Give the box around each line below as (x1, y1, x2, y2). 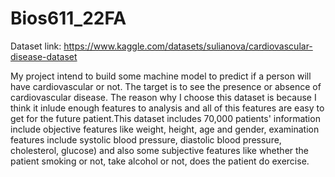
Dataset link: (10, 40, 62, 52)
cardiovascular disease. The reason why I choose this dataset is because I (10, 91, 317, 103)
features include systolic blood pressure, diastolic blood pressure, (10, 133, 282, 146)
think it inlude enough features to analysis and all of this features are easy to (10, 102, 325, 114)
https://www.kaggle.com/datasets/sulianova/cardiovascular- (63, 40, 313, 52)
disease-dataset (10, 50, 78, 62)
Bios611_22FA (10, 7, 127, 30)
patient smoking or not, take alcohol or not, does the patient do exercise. (10, 155, 310, 167)
